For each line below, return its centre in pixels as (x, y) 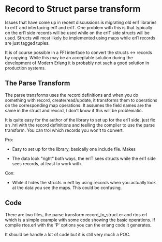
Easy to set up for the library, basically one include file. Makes (74, 149)
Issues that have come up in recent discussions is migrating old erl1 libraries (81, 22)
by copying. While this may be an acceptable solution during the (69, 57)
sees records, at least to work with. (47, 163)
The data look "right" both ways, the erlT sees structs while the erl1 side (84, 158)
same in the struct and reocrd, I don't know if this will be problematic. (74, 110)
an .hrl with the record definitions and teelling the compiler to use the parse (80, 125)
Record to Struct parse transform (73, 9)
